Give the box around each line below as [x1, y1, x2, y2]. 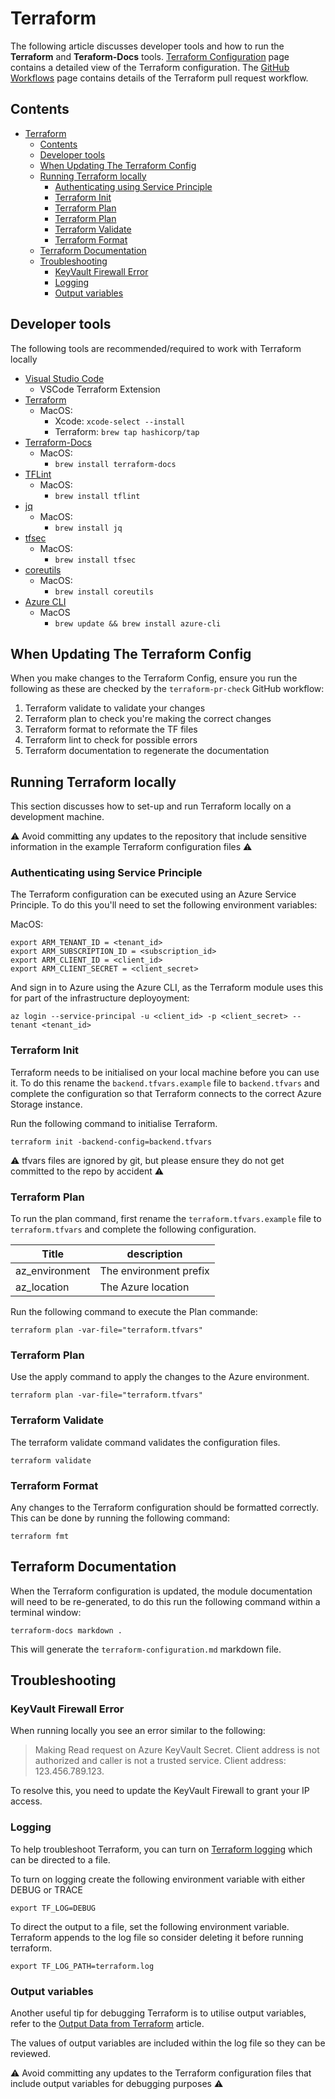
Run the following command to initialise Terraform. [10, 1117, 218, 1129]
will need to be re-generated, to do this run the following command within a [10, 1595, 321, 1607]
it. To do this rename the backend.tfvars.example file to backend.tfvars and [10, 1077, 320, 1089]
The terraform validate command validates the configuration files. [10, 1436, 281, 1448]
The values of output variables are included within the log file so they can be [10, 2037, 326, 2049]
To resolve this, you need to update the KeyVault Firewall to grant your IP [10, 1785, 310, 1797]
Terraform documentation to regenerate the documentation [24, 745, 270, 757]
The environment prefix [99, 1264, 210, 1278]
